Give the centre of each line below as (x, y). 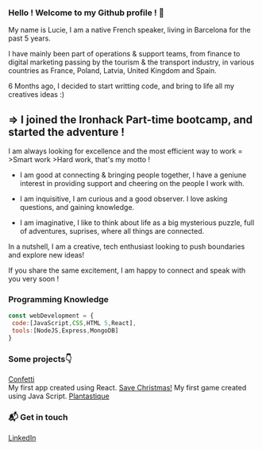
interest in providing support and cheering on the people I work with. (132, 184)
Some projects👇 (40, 359)
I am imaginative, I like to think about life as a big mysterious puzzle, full (137, 223)
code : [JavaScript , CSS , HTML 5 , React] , (74, 324)
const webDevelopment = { (51, 316)
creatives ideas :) (37, 95)
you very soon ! (34, 279)
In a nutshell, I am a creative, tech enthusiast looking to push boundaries (127, 246)
